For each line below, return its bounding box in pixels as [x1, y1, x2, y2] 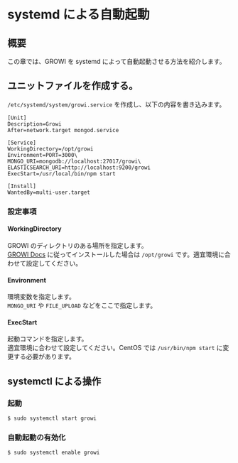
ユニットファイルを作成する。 [7, 80, 139, 92]
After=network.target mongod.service [7, 126, 119, 134]
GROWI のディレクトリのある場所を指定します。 [7, 241, 148, 249]
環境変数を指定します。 [7, 293, 76, 301]
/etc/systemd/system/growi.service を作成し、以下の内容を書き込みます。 [7, 100, 226, 109]
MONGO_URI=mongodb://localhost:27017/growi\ [7, 158, 141, 165]
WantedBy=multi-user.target [7, 189, 91, 196]
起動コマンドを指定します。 [7, 334, 88, 343]
